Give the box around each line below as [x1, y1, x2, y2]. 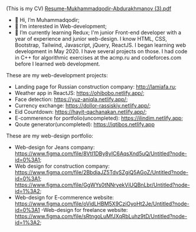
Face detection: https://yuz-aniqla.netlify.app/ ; [14, 96, 128, 103]
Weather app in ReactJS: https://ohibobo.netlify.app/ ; [14, 90, 145, 96]
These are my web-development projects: [6, 72, 108, 79]
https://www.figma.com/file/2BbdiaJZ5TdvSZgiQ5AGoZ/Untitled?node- [14, 169, 189, 176]
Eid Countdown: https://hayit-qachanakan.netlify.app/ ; [14, 109, 147, 115]
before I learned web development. [14, 60, 100, 67]
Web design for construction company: [14, 162, 110, 169]
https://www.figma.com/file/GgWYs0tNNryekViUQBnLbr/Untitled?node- [14, 181, 190, 188]
